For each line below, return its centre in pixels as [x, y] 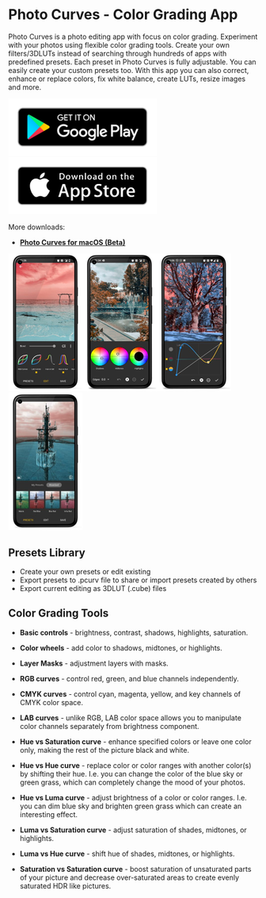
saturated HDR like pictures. [65, 885]
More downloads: [37, 227]
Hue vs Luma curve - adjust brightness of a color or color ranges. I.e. [133, 797]
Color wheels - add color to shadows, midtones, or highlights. [121, 647]
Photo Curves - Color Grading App [123, 15]
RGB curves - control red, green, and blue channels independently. [129, 678]
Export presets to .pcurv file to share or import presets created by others [138, 580]
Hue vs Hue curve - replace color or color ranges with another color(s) [135, 765]
